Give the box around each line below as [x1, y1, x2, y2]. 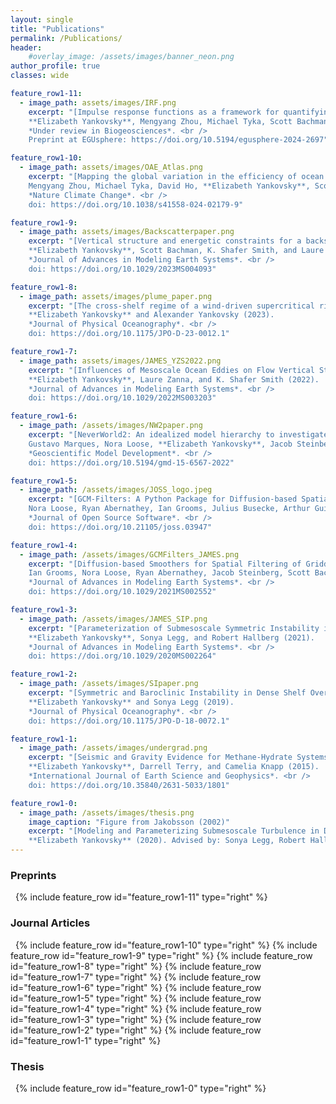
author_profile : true [10, 61, 101, 71]
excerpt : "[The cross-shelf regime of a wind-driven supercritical [28, 301, 315, 311]
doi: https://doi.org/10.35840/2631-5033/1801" [28, 780, 230, 790]
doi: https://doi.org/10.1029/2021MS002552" [28, 587, 217, 597]
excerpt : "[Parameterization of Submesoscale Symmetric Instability [28, 623, 320, 633]
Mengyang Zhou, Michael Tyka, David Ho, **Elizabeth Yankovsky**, [28, 181, 311, 191]
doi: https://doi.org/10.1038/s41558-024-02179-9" [28, 199, 244, 210]
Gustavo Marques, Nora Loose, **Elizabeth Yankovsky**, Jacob [28, 439, 293, 449]
